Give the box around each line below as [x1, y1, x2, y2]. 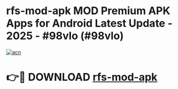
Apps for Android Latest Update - [6, 17, 173, 30]
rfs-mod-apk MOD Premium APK [6, 4, 170, 18]
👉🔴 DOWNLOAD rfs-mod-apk [6, 71, 158, 84]
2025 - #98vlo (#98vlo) [6, 29, 124, 42]
